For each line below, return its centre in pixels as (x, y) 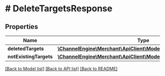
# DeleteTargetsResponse (59, 9)
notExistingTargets (30, 57)
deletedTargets (26, 49)
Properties (22, 27)
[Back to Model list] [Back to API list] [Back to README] (61, 69)
